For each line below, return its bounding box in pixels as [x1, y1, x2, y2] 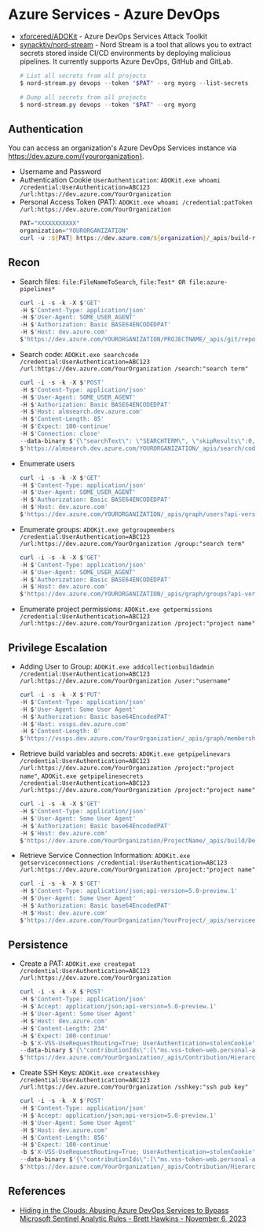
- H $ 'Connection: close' [19, 430, 101, 438]
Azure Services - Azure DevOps [8, 6, 221, 24]
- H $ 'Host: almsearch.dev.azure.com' [19, 407, 144, 416]
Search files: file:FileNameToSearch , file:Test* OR [19, 277, 186, 286]
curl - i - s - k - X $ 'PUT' [19, 691, 101, 698]
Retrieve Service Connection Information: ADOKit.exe [19, 851, 191, 861]
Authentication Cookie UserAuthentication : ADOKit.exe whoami [19, 175, 221, 185]
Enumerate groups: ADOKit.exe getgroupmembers [19, 525, 175, 534]
